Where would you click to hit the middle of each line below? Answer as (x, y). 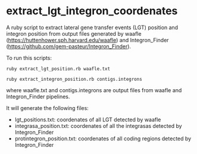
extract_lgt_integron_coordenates (92, 11)
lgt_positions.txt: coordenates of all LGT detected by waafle (88, 120)
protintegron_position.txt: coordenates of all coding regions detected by (103, 139)
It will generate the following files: (48, 108)
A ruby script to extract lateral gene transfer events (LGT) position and (92, 27)
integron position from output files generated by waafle (74, 33)
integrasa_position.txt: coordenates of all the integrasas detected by (98, 125)
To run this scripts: (29, 58)
